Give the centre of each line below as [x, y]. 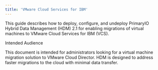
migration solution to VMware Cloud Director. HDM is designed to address [79, 57]
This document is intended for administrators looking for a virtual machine [79, 52]
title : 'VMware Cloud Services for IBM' [47, 9]
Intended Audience [24, 43]
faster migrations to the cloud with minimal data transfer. [61, 62]
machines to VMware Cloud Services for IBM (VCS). [57, 33]
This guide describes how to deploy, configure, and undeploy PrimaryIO [77, 23]
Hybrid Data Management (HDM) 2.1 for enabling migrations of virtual [75, 28]
